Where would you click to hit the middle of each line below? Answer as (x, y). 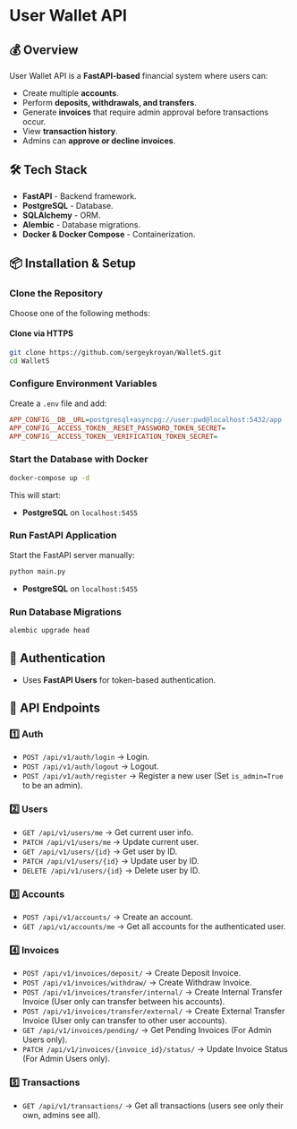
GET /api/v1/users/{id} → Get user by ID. (100, 851)
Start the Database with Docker (79, 460)
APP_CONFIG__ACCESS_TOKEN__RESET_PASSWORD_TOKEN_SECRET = (118, 428)
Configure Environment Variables (84, 384)
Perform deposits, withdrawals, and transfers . (109, 103)
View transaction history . (70, 131)
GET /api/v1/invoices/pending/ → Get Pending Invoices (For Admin (147, 1030)
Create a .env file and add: (58, 403)
